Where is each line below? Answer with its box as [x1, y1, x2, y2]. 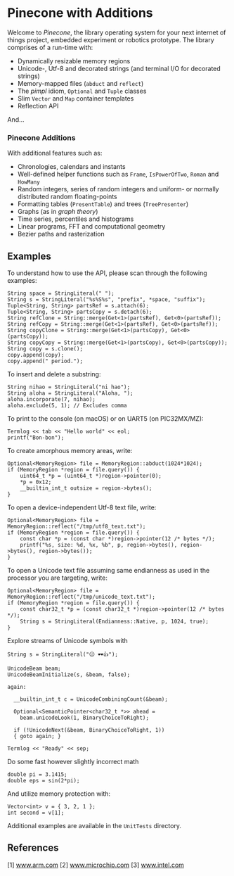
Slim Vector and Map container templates [17, 94, 134, 103]
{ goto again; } [13, 733, 61, 740]
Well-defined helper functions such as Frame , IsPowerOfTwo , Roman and [17, 170, 219, 179]
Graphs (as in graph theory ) [17, 208, 98, 216]
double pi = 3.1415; [7, 771, 68, 778]
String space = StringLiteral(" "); [7, 290, 115, 297]
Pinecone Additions [7, 132, 76, 142]
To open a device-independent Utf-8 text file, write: [7, 503, 157, 512]
